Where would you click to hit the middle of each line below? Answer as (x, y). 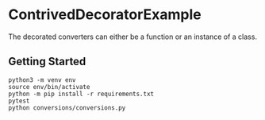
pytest (19, 101)
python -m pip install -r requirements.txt (81, 94)
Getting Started (47, 62)
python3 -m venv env (42, 80)
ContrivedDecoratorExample (105, 15)
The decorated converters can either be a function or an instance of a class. (133, 37)
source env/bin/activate (49, 87)
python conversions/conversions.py (67, 108)
